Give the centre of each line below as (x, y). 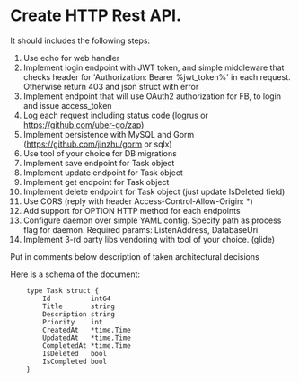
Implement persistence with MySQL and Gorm (109, 134)
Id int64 (77, 298)
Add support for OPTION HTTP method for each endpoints (132, 210)
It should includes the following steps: (80, 40)
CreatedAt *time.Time (87, 330)
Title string (79, 306)
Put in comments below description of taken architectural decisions (135, 256)
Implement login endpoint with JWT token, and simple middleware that (154, 67)
